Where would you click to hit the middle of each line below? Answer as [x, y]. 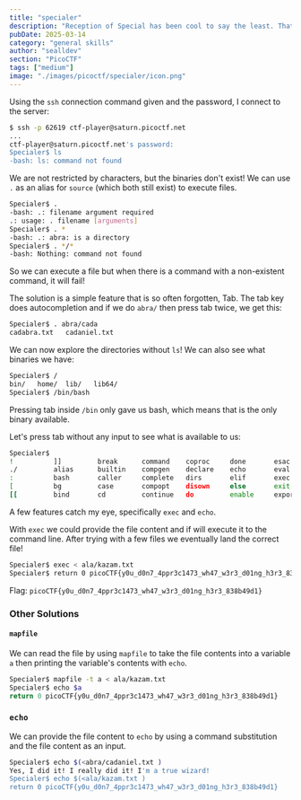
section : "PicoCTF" [46, 59]
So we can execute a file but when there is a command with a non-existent [147, 271]
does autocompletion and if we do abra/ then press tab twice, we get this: [146, 308]
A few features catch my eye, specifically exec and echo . [113, 512]
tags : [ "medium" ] [42, 68]
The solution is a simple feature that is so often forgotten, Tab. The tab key [147, 298]
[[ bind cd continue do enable [132, 495]
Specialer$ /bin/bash [50, 392]
